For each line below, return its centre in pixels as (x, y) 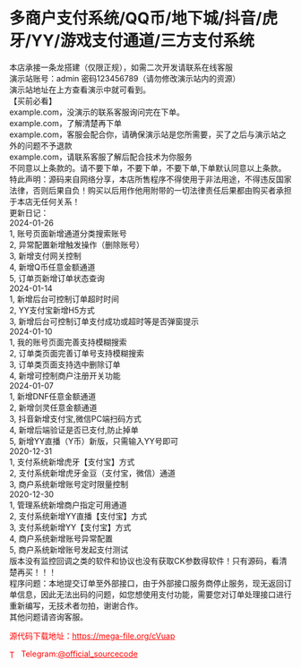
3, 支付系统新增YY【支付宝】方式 (70, 527)
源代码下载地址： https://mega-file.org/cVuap (92, 636)
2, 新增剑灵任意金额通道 (53, 407)
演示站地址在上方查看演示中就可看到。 (80, 90)
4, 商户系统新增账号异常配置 (61, 538)
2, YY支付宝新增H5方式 (52, 310)
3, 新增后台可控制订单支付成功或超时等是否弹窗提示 (104, 321)
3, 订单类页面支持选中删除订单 (65, 364)
